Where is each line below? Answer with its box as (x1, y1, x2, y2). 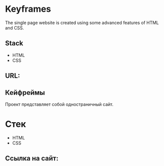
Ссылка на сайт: (5, 154, 59, 163)
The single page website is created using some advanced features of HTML (5, 20, 159, 26)
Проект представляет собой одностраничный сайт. (5, 101, 114, 107)
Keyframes (5, 3, 51, 15)
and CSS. (5, 25, 24, 30)
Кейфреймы (5, 88, 45, 97)
